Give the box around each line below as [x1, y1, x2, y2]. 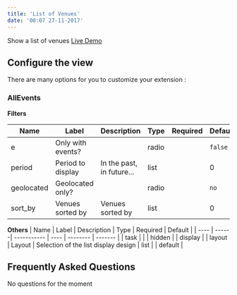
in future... [100, 167, 135, 176]
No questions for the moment [7, 279, 93, 288]
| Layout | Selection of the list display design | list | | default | [7, 241, 183, 249]
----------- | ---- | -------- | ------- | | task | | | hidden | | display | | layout [13, 233, 228, 241]
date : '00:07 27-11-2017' [7, 17, 83, 24]
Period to [55, 158, 86, 168]
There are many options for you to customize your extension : [7, 76, 187, 84]
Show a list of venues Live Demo [7, 36, 102, 44]
